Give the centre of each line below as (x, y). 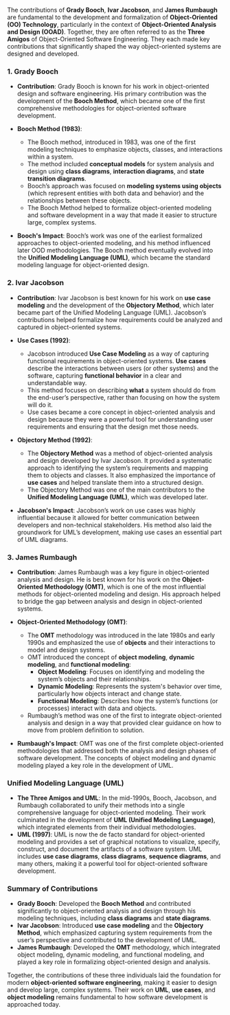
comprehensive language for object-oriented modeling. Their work (111, 812)
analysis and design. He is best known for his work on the (99, 579)
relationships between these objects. (79, 201)
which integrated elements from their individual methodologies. (106, 828)
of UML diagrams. (43, 539)
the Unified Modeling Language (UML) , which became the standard (114, 258)
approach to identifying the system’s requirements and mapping (117, 468)
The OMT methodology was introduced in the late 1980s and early (121, 635)
